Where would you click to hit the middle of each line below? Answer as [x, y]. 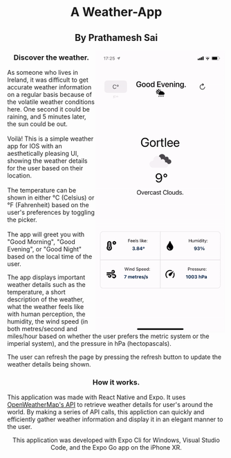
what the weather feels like [46, 306]
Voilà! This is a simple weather [50, 139]
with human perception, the [46, 314]
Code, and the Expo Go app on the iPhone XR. [116, 448]
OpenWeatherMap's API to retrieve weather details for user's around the [110, 405]
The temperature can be [42, 190]
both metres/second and [42, 328]
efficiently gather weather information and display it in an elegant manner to [115, 419]
